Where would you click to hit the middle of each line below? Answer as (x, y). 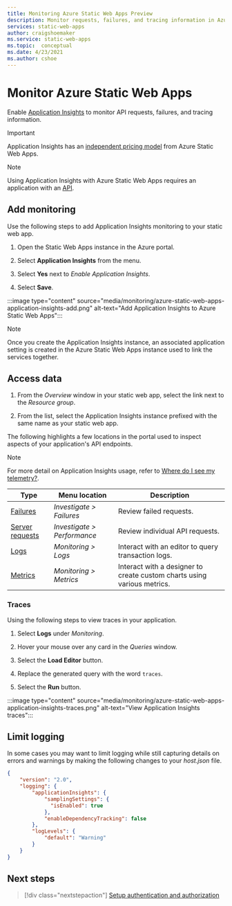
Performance (75, 536)
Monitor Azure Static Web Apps (100, 92)
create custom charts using (163, 575)
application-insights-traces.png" (54, 707)
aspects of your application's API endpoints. (70, 444)
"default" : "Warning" (75, 838)
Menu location (83, 496)
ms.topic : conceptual (40, 46)
